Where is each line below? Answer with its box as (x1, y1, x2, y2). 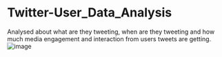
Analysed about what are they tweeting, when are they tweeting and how (7, 27, 215, 36)
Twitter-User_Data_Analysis (7, 5, 172, 21)
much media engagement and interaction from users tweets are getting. (7, 34, 212, 43)
